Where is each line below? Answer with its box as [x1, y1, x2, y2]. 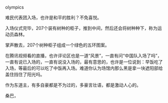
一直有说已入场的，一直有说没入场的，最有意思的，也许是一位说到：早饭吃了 [5, 59, 163, 64]
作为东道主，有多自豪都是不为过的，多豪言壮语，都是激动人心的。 [5, 82, 141, 88]
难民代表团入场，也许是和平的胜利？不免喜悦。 [5, 14, 101, 20]
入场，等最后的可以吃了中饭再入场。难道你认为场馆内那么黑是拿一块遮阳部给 [5, 65, 163, 71]
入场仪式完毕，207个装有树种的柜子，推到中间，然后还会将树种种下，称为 [5, 25, 158, 31]
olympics [5, 4, 24, 10]
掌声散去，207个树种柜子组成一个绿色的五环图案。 [5, 42, 110, 48]
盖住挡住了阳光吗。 [5, 71, 45, 77]
